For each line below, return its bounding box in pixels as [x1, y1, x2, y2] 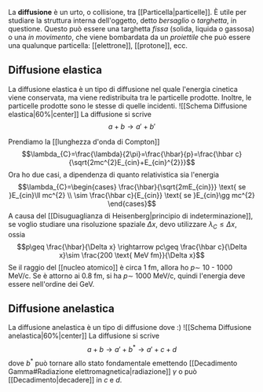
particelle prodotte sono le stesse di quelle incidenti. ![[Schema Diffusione [8, 101, 247, 110]
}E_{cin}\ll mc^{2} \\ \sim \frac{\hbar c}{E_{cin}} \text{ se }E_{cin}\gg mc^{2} [9, 190, 255, 200]
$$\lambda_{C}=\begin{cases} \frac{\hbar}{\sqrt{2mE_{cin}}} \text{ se [17, 181, 247, 192]
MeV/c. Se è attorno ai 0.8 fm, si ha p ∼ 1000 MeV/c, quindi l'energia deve [8, 271, 246, 280]
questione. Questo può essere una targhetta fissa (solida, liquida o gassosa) [8, 24, 255, 33]
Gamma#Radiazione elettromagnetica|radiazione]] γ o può [8, 366, 198, 376]
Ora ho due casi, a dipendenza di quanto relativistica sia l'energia [8, 170, 220, 179]
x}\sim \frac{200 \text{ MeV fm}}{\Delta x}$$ [58, 250, 206, 259]
